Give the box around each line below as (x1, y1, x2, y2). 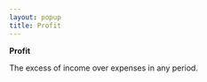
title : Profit (9, 21, 62, 30)
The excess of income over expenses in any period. (9, 63, 198, 73)
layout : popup (9, 12, 62, 22)
